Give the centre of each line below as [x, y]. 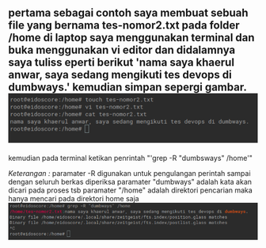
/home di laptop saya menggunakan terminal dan [131, 38]
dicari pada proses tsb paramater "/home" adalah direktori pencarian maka [131, 190]
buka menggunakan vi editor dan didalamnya [122, 50]
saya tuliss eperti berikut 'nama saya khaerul [122, 63]
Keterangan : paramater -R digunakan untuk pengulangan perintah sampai [129, 174]
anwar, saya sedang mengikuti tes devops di [120, 75]
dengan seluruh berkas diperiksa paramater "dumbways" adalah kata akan [130, 182]
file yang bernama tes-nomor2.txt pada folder [124, 26]
